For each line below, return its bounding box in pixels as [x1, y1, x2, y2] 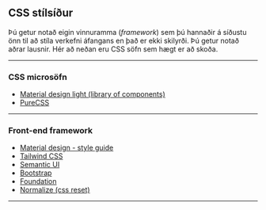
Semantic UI [19, 160, 60, 170]
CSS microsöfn [8, 71, 67, 82]
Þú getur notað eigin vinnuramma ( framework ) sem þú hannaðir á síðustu [8, 27, 247, 36]
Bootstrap [19, 168, 52, 178]
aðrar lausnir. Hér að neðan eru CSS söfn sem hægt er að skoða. [8, 44, 218, 54]
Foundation [19, 177, 57, 186]
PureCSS [19, 98, 50, 108]
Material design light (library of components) [19, 90, 166, 99]
